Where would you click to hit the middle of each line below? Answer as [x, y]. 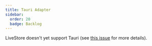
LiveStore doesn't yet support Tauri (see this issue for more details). [76, 38]
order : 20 [20, 19]
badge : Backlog [26, 24]
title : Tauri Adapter [28, 10]
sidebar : [14, 14]
